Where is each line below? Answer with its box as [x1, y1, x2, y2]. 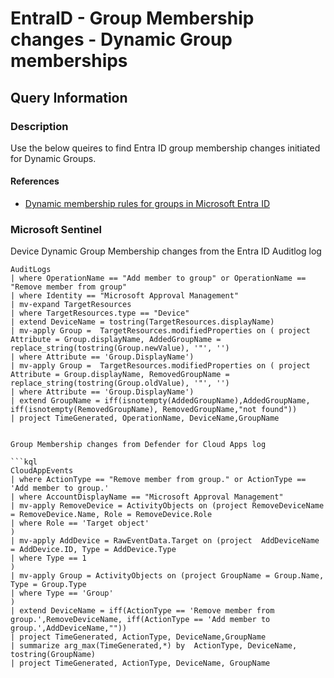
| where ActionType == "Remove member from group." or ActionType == [10, 475, 307, 485]
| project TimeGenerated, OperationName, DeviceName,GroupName [10, 413, 280, 424]
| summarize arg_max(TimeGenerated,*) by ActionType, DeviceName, [10, 641, 298, 651]
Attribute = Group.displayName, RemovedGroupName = [10, 370, 230, 380]
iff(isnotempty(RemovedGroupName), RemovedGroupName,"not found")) [10, 405, 298, 415]
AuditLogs [10, 265, 52, 275]
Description [10, 119, 69, 133]
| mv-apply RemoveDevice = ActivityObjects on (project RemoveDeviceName [10, 501, 325, 511]
